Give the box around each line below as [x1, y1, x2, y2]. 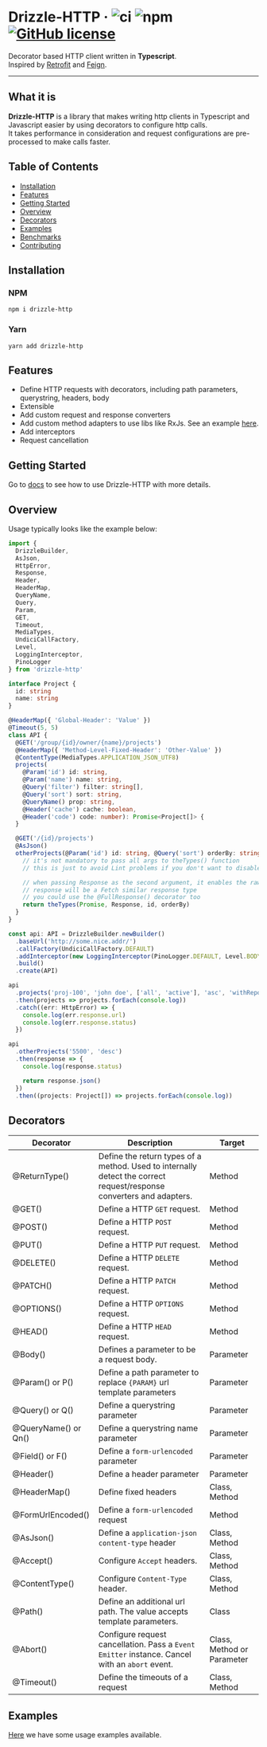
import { [8, 539, 37, 548]
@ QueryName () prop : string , [22, 798, 115, 806]
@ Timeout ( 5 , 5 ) [8, 724, 59, 732]
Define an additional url [98, 1596, 185, 1608]
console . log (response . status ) [22, 1062, 123, 1070]
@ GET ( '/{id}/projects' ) [15, 834, 94, 842]
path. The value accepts [98, 1606, 188, 1617]
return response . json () [22, 1077, 102, 1085]
